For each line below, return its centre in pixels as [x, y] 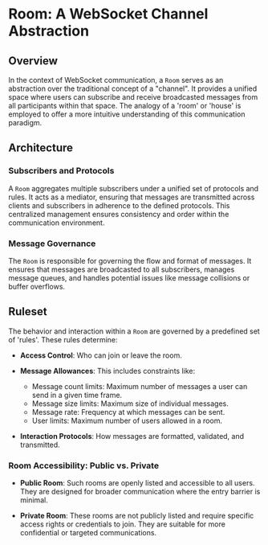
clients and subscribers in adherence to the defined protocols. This [119, 205]
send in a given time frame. [77, 395]
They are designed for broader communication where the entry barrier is [140, 492]
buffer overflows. [37, 286]
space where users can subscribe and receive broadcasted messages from [133, 97]
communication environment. [57, 223]
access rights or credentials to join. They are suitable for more [123, 524]
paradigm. [25, 123]
